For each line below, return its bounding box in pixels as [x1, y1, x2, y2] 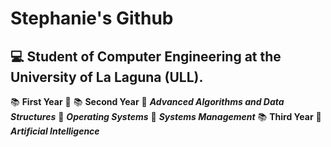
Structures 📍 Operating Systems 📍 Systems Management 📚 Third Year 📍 [10, 111, 322, 122]
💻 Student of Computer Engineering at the [10, 48, 282, 65]
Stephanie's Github [10, 7, 174, 30]
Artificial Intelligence [10, 125, 100, 137]
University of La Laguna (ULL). [10, 68, 204, 86]
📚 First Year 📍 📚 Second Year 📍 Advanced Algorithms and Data [10, 96, 285, 107]
